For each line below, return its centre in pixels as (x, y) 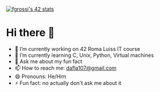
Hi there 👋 (30, 33)
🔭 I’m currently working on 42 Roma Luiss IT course (77, 49)
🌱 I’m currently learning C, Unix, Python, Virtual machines (84, 55)
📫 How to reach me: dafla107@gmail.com (65, 68)
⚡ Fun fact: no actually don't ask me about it (68, 83)
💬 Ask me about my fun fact (48, 61)
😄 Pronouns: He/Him (40, 76)
